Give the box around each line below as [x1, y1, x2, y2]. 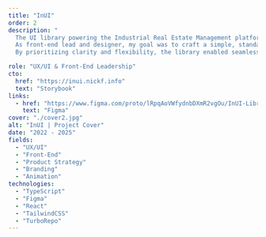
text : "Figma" [22, 107, 69, 115]
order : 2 [8, 19, 37, 27]
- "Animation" [15, 173, 62, 181]
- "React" [15, 202, 47, 210]
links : [8, 92, 30, 100]
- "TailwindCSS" [15, 209, 69, 217]
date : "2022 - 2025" [8, 129, 77, 137]
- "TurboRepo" [15, 216, 62, 225]
